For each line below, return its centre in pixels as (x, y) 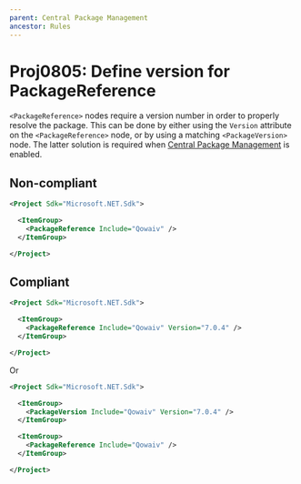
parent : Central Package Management (79, 18)
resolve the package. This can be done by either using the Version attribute (151, 126)
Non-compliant (53, 183)
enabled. (26, 155)
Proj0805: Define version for (120, 71)
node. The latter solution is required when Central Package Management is (150, 145)
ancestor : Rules (40, 26)
